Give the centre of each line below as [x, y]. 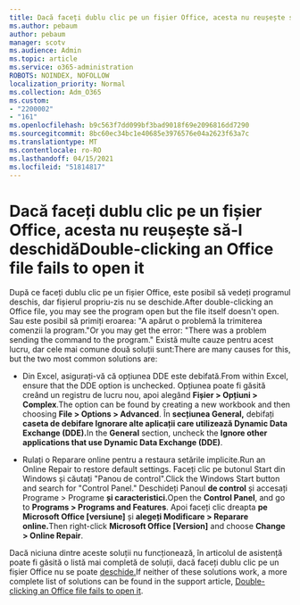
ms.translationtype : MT [54, 142]
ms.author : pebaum [43, 26]
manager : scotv [37, 42]
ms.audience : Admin [46, 51]
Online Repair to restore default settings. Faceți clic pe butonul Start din [154, 469]
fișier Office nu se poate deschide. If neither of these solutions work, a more [148, 572]
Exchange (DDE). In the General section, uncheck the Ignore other [145, 433]
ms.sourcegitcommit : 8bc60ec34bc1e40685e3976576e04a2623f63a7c [129, 134]
